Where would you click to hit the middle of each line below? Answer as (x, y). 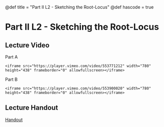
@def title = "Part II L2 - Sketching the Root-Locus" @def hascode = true (80, 7)
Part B (11, 79)
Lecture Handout (32, 108)
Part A (12, 57)
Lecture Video (27, 45)
